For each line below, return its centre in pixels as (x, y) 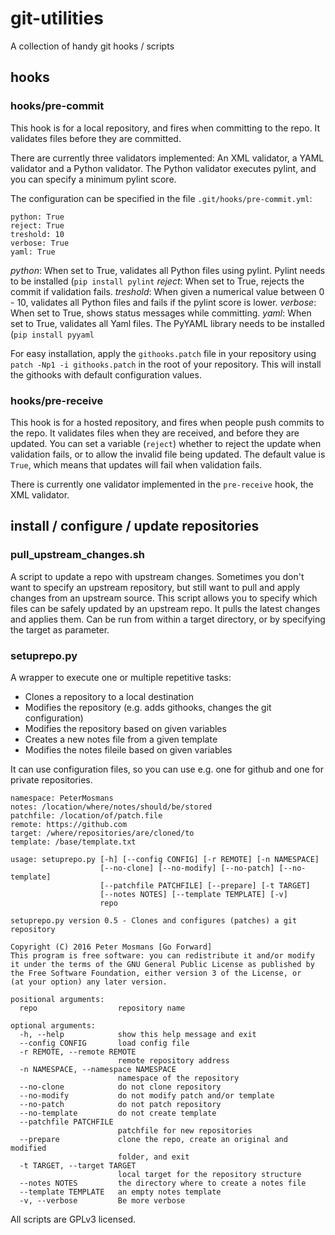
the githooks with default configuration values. (106, 374)
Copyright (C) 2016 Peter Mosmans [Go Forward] (111, 947)
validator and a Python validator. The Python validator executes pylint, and (163, 168)
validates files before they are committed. (96, 138)
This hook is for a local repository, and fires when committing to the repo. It (165, 128)
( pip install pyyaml (52, 334)
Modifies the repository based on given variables (125, 728)
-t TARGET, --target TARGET (78, 1165)
